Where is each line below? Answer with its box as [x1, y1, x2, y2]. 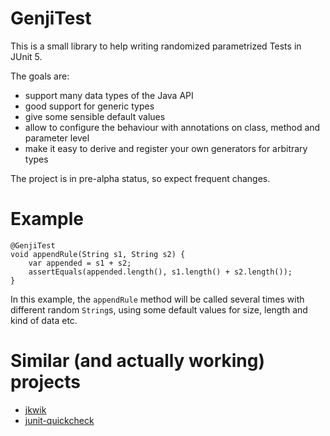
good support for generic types [24, 100, 155, 112]
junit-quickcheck [24, 414, 95, 426]
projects [10, 371, 82, 394]
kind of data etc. [10, 314, 78, 326]
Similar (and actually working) [10, 350, 266, 372]
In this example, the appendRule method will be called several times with [10, 293, 305, 305]
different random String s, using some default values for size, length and [10, 303, 308, 316]
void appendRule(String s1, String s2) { [10, 249, 186, 259]
